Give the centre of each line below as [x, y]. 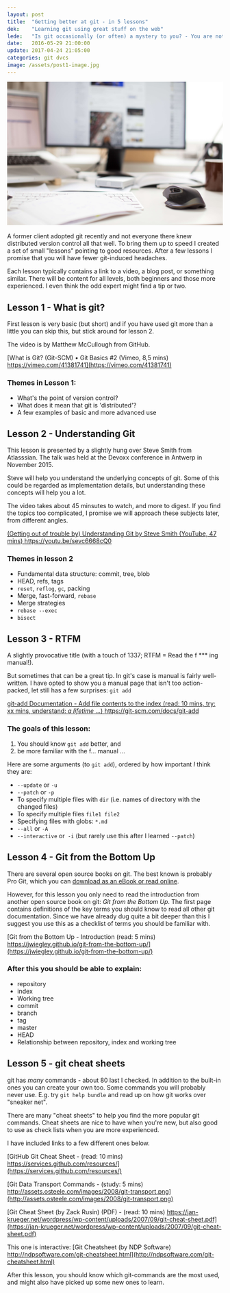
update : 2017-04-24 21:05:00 [49, 51]
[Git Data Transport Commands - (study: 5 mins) [75, 1184]
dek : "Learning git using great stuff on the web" [86, 29]
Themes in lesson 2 [40, 559]
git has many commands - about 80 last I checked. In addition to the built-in [114, 1080]
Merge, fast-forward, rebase [56, 595]
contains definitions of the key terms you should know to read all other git [111, 909]
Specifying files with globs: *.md [62, 821]
